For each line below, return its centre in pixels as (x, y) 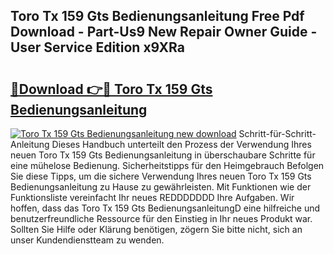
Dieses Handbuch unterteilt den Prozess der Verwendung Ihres (181, 144)
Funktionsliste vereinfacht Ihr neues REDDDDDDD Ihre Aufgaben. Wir (152, 197)
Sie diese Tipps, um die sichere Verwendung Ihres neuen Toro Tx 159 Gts (161, 176)
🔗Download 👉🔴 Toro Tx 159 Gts (111, 89)
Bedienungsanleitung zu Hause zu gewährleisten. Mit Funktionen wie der (161, 187)
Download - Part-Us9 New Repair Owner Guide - (164, 32)
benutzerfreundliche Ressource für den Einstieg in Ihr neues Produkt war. (161, 218)
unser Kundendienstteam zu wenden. (87, 240)
